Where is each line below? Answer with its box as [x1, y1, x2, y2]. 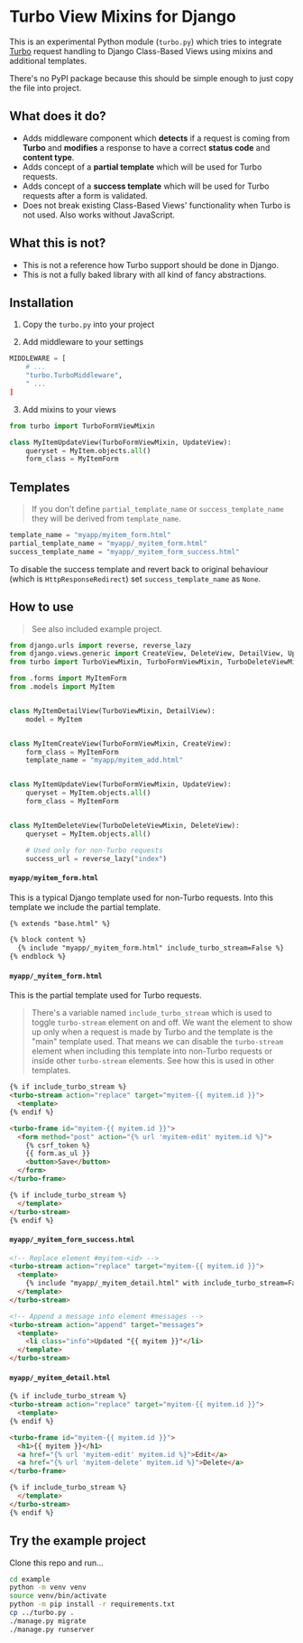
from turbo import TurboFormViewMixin [9, 422, 155, 431]
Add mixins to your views [22, 404, 117, 414]
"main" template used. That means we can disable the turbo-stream [31, 1036, 284, 1047]
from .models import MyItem [9, 682, 115, 692]
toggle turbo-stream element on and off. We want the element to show [31, 1017, 293, 1028]
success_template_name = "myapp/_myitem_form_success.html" [9, 547, 241, 556]
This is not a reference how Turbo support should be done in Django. [22, 259, 280, 270]
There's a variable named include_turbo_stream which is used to [31, 1007, 272, 1018]
